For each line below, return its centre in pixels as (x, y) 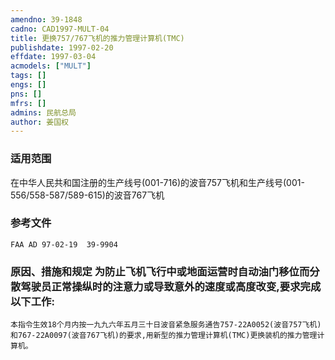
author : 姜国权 (39, 122)
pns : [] (26, 94)
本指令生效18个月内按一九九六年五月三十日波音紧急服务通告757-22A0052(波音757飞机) (166, 325)
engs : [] (28, 85)
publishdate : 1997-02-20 (62, 47)
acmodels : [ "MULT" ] (51, 66)
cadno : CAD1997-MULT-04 (60, 29)
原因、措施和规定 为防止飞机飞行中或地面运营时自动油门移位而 (160, 271)
